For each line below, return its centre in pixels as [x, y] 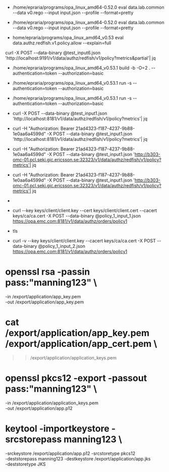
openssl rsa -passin [48, 272]
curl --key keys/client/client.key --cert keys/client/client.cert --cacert [85, 211]
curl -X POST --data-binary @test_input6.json [53, 53]
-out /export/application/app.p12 [39, 408]
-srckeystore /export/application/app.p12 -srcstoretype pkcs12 [70, 453]
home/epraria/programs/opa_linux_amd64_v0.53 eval [68, 38]
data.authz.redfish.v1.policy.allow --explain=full [62, 43]
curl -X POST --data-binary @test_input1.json [60, 113]
